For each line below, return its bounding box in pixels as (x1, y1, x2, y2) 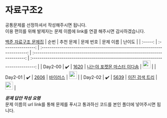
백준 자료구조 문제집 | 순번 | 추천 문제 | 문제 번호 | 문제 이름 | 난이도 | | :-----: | (5, 38, 158, 45)
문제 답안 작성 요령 (5, 95, 41, 101)
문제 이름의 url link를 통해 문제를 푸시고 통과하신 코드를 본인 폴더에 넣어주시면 (5, 101, 156, 107)
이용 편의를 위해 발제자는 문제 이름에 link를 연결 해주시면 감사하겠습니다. (5, 28, 146, 34)
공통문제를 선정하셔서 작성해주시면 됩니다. (5, 22, 87, 28)
